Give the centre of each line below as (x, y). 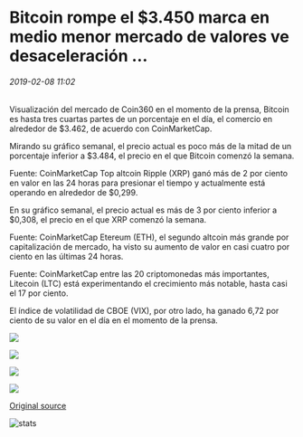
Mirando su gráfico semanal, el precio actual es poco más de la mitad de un (151, 147)
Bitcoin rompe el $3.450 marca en (140, 18)
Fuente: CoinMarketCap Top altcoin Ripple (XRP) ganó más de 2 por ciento (148, 174)
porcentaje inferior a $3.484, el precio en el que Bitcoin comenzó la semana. (152, 156)
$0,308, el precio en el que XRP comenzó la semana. (108, 220)
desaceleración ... (79, 56)
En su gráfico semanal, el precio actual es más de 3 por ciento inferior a (143, 210)
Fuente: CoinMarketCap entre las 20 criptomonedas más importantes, (139, 274)
